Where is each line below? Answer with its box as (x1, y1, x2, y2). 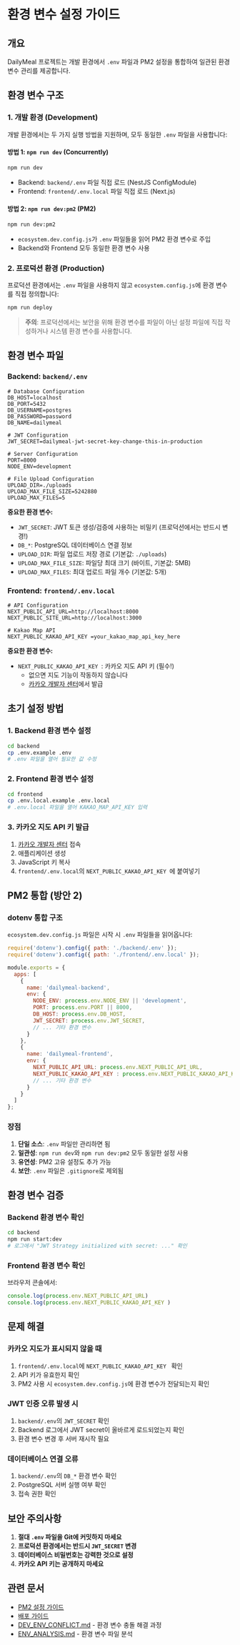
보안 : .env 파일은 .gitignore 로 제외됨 (17, 1166, 124, 1175)
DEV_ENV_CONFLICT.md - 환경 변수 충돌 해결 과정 (17, 1620, 162, 1629)
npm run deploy (7, 304, 53, 312)
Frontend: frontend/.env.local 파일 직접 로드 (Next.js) (17, 187, 176, 195)
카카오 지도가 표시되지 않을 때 (7, 1344, 102, 1354)
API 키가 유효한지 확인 (17, 1370, 80, 1379)
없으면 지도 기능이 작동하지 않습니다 (28, 671, 129, 679)
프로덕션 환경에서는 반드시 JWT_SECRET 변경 (17, 1541, 137, 1550)
